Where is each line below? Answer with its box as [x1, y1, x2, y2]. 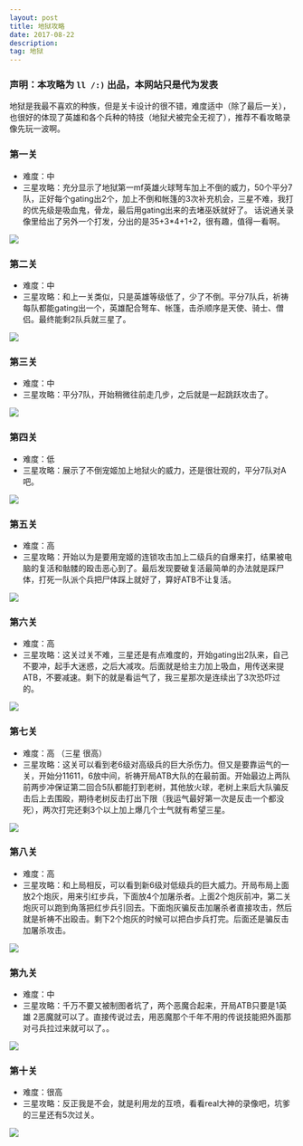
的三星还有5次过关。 [22, 1110, 99, 1121]
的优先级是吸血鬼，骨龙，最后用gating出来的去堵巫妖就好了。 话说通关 [22, 205, 287, 215]
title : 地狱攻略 [9, 22, 65, 31]
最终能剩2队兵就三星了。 [38, 314, 131, 325]
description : [9, 38, 59, 48]
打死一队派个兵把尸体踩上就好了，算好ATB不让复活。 [38, 574, 237, 585]
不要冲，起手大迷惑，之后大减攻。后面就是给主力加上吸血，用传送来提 [22, 661, 285, 672]
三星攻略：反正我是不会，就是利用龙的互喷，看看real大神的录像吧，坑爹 [22, 1098, 291, 1109]
